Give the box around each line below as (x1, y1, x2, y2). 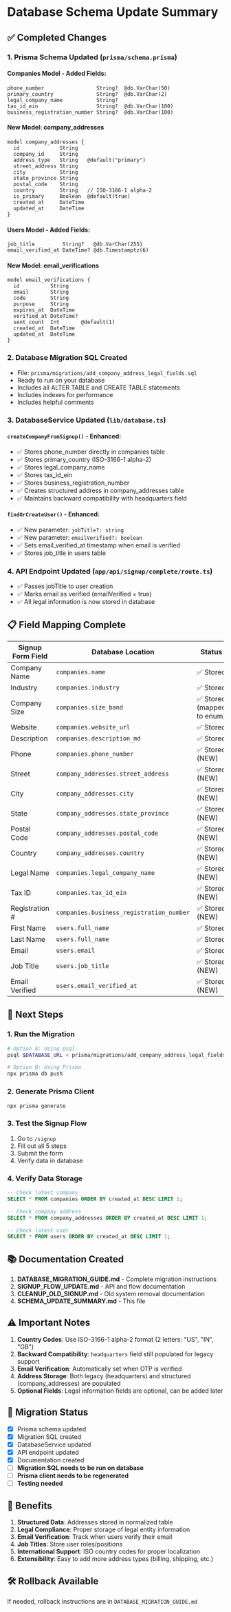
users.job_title (56, 963, 109, 970)
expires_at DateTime (13, 307, 76, 314)
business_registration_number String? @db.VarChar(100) (7, 108, 174, 116)
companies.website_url (56, 723, 131, 732)
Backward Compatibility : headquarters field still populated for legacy (16, 1349, 214, 1358)
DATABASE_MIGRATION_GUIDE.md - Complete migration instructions (16, 1275, 217, 1283)
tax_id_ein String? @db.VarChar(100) (7, 103, 174, 110)
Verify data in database (16, 1156, 84, 1165)
